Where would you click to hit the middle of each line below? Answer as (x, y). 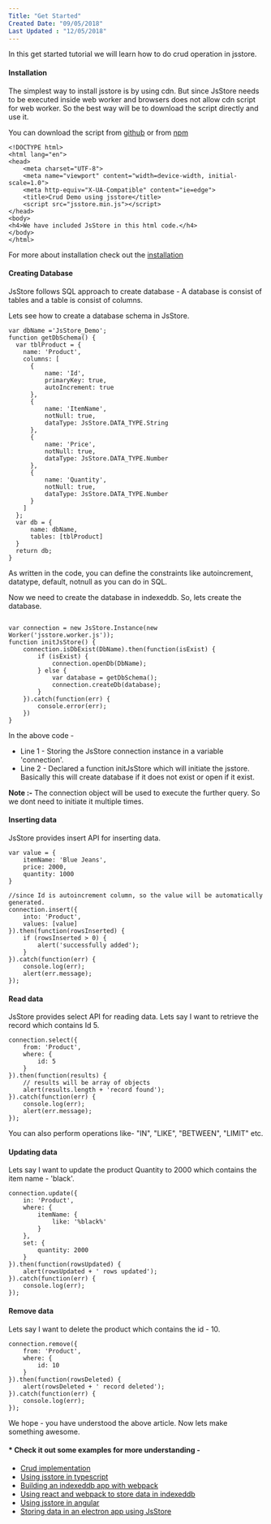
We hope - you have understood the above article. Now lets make (118, 1423)
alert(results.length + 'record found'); (94, 1090)
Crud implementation (55, 1468)
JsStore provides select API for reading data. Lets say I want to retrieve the (134, 1017)
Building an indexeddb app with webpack (89, 1485)
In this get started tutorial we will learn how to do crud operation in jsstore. (133, 54)
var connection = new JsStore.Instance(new (83, 628)
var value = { (32, 853)
